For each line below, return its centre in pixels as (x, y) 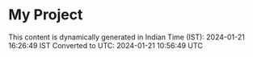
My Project (46, 15)
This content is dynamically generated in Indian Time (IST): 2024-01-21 (126, 37)
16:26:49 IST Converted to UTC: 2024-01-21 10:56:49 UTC (106, 45)
